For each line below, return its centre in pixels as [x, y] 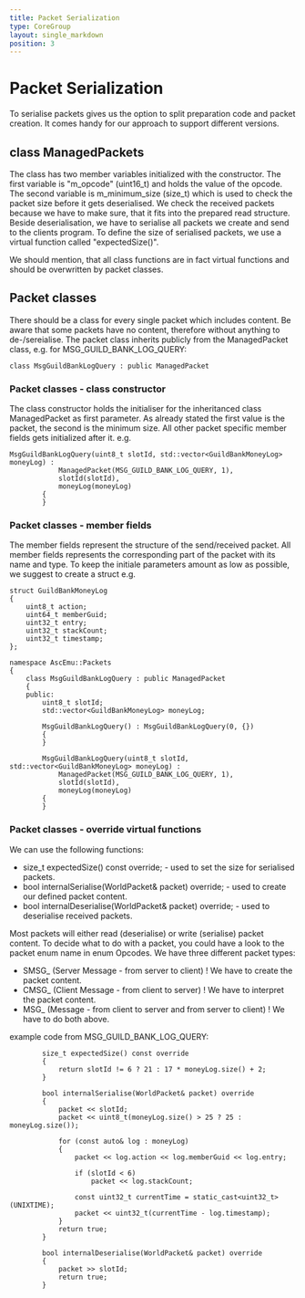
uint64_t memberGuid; [66, 615]
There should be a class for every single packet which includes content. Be [150, 319]
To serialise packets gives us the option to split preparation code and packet [152, 114]
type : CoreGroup [40, 26]
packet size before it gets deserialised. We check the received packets [142, 203]
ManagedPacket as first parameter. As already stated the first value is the [147, 419]
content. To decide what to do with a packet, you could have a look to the [147, 943]
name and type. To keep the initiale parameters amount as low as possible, [149, 565]
